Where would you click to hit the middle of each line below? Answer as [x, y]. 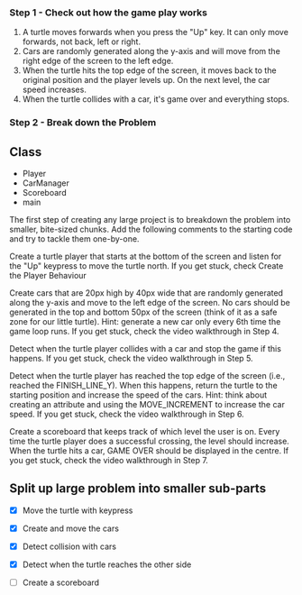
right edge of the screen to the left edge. [98, 61]
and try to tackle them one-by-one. [74, 239]
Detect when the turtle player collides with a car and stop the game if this [146, 349]
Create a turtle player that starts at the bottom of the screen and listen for [146, 256]
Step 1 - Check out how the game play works [108, 13]
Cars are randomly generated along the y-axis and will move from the [151, 51]
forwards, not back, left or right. [82, 41]
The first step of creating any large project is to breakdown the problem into [150, 220]
